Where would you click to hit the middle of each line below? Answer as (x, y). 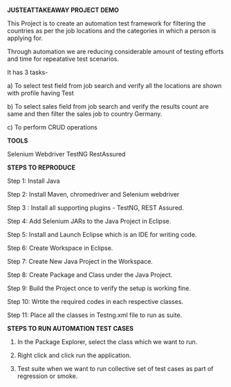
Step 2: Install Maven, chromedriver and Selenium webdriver (93, 194)
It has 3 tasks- (28, 72)
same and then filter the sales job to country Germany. (85, 114)
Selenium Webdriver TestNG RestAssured (66, 154)
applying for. (25, 38)
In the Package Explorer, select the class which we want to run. (107, 342)
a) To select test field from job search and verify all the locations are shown (114, 85)
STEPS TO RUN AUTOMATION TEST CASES (70, 328)
